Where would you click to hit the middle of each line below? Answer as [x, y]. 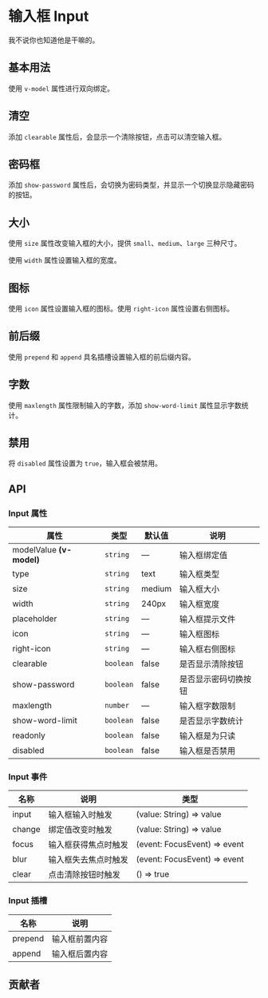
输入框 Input [49, 16]
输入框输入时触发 [81, 815]
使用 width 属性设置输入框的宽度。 [65, 260]
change [27, 830]
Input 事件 [28, 777]
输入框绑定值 [203, 556]
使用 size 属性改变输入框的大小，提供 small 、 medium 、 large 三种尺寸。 [125, 244]
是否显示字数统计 [211, 721]
